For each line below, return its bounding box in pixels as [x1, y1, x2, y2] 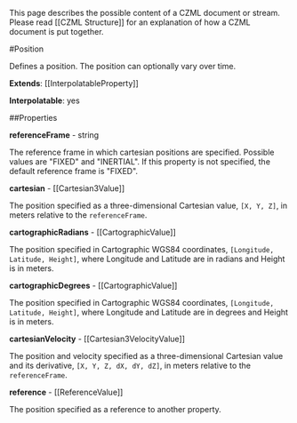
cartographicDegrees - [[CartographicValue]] [9, 280, 178, 291]
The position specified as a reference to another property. [9, 404, 222, 414]
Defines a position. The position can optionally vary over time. [9, 61, 237, 71]
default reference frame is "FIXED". [9, 166, 139, 176]
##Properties [9, 113, 58, 123]
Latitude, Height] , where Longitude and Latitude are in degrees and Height [9, 307, 289, 317]
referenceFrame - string [9, 130, 100, 140]
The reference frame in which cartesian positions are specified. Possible [9, 147, 275, 157]
